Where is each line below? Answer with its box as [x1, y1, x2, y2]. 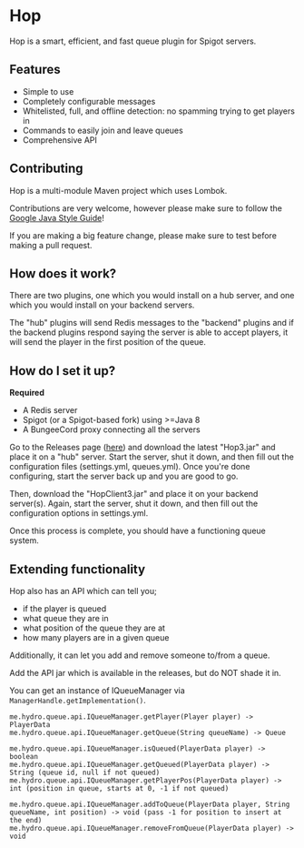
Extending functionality [9, 561, 146, 577]
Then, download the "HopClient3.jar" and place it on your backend [9, 489, 259, 500]
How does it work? [9, 266, 117, 281]
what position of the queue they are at [22, 622, 166, 633]
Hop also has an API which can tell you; [9, 586, 157, 596]
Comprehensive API [22, 134, 98, 146]
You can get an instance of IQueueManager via [9, 685, 186, 696]
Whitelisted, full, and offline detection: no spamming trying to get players [22, 106, 295, 116]
